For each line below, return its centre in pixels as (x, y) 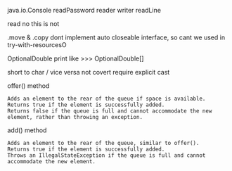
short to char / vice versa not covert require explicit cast (89, 72)
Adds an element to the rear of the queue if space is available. (107, 99)
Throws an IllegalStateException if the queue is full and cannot (107, 156)
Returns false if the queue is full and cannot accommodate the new (110, 111)
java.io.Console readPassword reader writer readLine (84, 10)
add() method (27, 130)
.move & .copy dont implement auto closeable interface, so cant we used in (116, 37)
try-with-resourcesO (37, 45)
